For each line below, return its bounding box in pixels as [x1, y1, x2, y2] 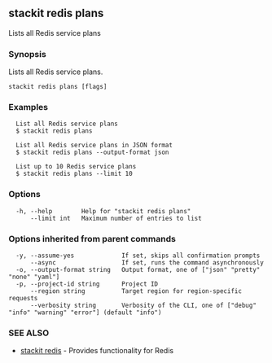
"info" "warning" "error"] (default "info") [8, 308, 162, 317]
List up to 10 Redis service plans [15, 163, 137, 171]
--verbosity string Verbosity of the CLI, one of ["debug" [29, 301, 257, 309]
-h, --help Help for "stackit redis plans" [15, 207, 191, 215]
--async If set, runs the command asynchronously [29, 259, 265, 267]
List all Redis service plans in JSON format [15, 142, 173, 150]
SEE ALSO [8, 327, 50, 339]
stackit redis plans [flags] [8, 83, 107, 91]
